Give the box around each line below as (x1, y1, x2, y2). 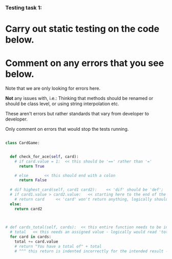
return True (18, 164, 45, 169)
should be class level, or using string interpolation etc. (5, 101, 119, 107)
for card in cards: (10, 234, 52, 240)
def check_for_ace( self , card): (10, 154, 79, 159)
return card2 (14, 206, 42, 211)
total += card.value (14, 239, 58, 245)
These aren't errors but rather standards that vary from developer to (5, 111, 149, 117)
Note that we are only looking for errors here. (5, 85, 101, 91)
